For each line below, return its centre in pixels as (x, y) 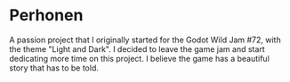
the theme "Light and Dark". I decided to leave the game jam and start (137, 48)
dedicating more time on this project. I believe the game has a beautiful (139, 58)
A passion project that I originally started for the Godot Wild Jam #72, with (145, 40)
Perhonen (46, 15)
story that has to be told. (54, 68)
